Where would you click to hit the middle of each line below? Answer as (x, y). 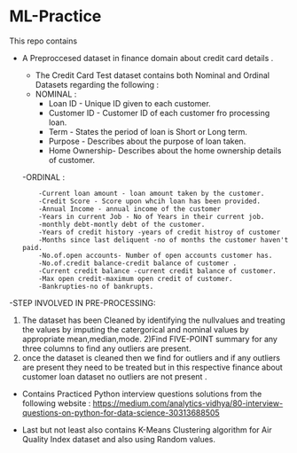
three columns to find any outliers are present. (106, 348)
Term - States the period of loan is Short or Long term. (148, 131)
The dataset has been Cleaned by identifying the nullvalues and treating (153, 320)
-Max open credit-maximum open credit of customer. (136, 278)
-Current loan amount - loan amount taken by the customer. (152, 193)
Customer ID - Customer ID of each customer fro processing (159, 113)
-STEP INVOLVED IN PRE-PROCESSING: (83, 302)
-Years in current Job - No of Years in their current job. (152, 216)
